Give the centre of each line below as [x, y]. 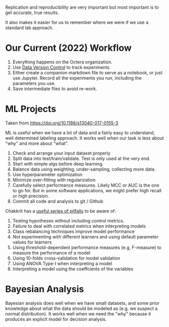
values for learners [32, 242]
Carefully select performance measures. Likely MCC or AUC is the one [86, 185]
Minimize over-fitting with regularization [54, 180]
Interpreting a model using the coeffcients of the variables [73, 269]
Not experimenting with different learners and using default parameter [86, 236]
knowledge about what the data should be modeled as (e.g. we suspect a [81, 308]
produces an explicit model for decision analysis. [56, 319]
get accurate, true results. [32, 13]
